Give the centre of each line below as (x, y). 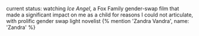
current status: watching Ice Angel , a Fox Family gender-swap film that (93, 9)
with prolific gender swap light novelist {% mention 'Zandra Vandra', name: (98, 21)
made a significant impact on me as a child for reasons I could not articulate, (100, 15)
